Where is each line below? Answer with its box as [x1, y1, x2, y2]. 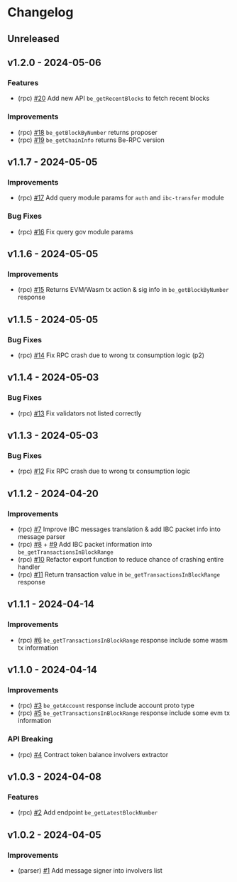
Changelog [7, 4, 74, 21]
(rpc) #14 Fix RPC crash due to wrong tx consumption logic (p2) [17, 351, 204, 359]
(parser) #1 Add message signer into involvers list [17, 866, 163, 875]
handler [17, 562, 40, 571]
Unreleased [7, 33, 60, 45]
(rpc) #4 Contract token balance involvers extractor [17, 750, 169, 758]
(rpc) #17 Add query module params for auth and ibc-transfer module [17, 193, 225, 202]
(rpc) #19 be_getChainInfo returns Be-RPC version [17, 136, 165, 144]
